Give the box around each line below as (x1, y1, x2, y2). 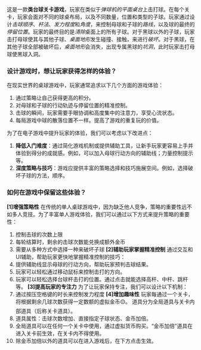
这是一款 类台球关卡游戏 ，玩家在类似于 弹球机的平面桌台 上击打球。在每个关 (7, 6, 190, 13)
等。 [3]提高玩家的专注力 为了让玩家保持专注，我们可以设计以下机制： (15, 283, 188, 290)
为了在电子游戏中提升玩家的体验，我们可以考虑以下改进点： (7, 130, 153, 137)
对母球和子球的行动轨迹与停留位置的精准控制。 (15, 102, 131, 109)
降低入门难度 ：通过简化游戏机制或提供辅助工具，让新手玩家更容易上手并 (15, 142, 193, 149)
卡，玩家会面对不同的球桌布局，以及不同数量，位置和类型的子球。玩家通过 (7, 13, 190, 20)
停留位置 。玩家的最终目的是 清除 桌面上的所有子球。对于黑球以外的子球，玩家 (7, 28, 195, 35)
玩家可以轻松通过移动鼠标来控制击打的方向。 (15, 268, 126, 275)
